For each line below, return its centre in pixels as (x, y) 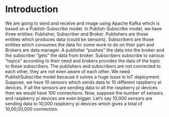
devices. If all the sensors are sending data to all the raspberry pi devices (81, 87)
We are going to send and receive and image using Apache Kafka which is (82, 23)
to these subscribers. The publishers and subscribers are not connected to (83, 66)
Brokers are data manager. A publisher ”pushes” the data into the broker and (85, 50)
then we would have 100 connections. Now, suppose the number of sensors (84, 93)
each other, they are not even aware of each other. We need (68, 71)
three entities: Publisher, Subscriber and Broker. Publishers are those (77, 34)
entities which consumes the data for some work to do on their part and (80, 44)
